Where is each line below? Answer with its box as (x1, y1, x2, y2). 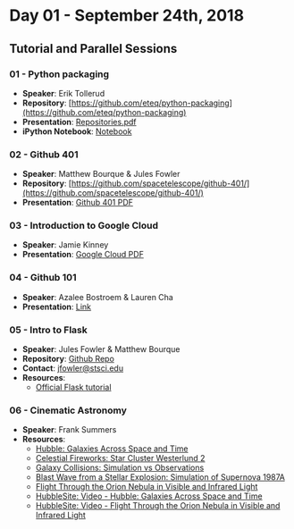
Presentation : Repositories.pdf (21, 116, 137, 127)
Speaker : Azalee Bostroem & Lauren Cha (21, 291, 174, 302)
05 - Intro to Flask (9, 323, 88, 336)
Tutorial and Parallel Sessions (9, 41, 178, 56)
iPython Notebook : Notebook (21, 126, 132, 137)
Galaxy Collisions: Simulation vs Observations (35, 462, 205, 474)
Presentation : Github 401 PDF (21, 197, 134, 208)
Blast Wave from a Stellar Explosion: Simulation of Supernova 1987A (35, 472, 286, 483)
